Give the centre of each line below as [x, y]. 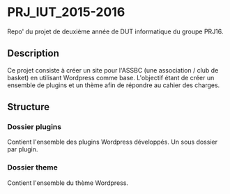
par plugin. [23, 149]
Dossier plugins [34, 127]
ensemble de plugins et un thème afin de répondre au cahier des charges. [114, 85]
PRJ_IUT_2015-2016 [66, 12]
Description [33, 53]
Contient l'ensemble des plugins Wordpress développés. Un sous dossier [113, 142]
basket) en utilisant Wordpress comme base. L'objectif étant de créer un [111, 77]
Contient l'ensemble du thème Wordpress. [68, 183]
